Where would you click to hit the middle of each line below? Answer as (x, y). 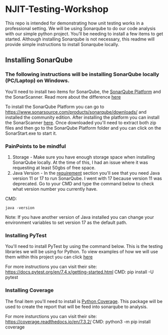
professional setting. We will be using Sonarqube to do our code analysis (80, 28)
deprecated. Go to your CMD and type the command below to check (83, 183)
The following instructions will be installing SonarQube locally (82, 75)
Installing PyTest (26, 235)
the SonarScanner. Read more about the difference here (63, 97)
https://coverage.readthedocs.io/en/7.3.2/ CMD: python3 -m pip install (78, 321)
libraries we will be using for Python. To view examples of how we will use (81, 252)
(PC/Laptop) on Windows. (37, 81)
